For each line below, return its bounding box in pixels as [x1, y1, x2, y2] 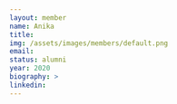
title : [9, 30, 34, 39]
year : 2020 [9, 64, 51, 73]
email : [9, 47, 34, 56]
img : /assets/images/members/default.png [9, 38, 169, 48]
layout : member [9, 13, 67, 23]
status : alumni [9, 55, 67, 64]
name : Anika [9, 22, 54, 31]
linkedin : [9, 80, 47, 90]
